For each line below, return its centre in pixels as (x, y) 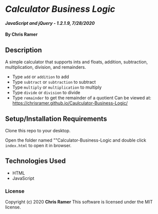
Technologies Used (35, 161)
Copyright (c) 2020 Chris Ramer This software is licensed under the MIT (79, 202)
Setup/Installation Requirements (56, 119)
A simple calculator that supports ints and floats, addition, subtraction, (77, 62)
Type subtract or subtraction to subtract (54, 82)
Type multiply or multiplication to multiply (57, 87)
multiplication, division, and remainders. (46, 67)
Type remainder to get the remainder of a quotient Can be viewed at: (82, 98)
